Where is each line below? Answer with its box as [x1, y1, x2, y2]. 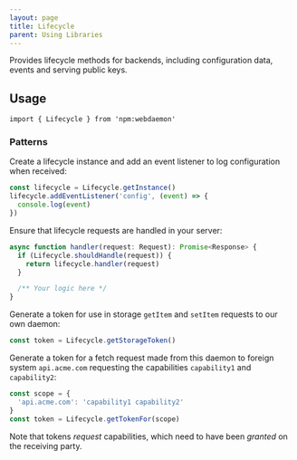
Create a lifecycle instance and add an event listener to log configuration [9, 156, 281, 168]
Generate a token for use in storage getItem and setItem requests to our [9, 309, 278, 320]
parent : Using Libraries [9, 30, 103, 39]
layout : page [9, 13, 59, 23]
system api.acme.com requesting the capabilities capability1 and [9, 362, 252, 373]
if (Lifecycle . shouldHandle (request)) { [17, 251, 172, 260]
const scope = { [9, 389, 71, 398]
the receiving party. [9, 440, 82, 451]
